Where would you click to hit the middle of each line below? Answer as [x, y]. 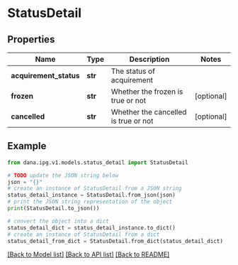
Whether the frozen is [147, 92]
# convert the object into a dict [58, 221]
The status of [133, 71]
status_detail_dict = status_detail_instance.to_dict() [91, 228]
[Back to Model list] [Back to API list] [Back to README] [89, 254]
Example [27, 146]
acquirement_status [45, 76]
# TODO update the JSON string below [63, 175]
